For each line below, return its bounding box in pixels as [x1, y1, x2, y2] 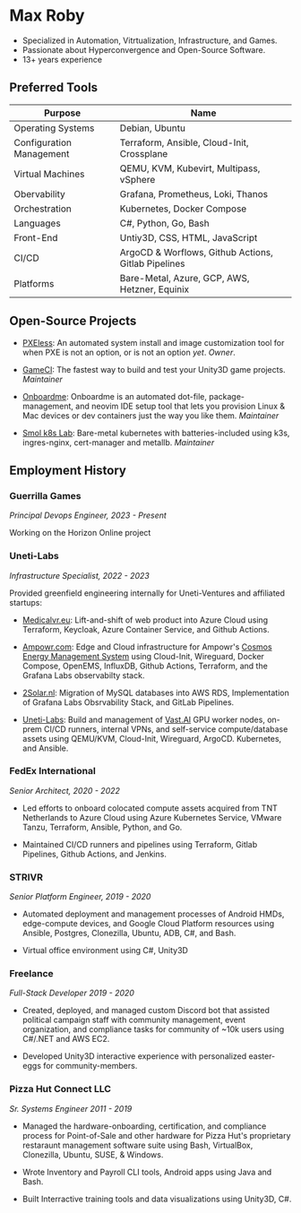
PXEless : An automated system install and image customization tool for [21, 337, 285, 348]
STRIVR [9, 871, 43, 883]
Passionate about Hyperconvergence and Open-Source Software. [21, 44, 266, 55]
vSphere [119, 173, 156, 185]
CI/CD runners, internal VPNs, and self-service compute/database [43, 723, 288, 735]
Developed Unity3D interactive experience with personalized [21, 1051, 247, 1062]
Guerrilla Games [9, 489, 82, 502]
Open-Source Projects [9, 314, 137, 329]
